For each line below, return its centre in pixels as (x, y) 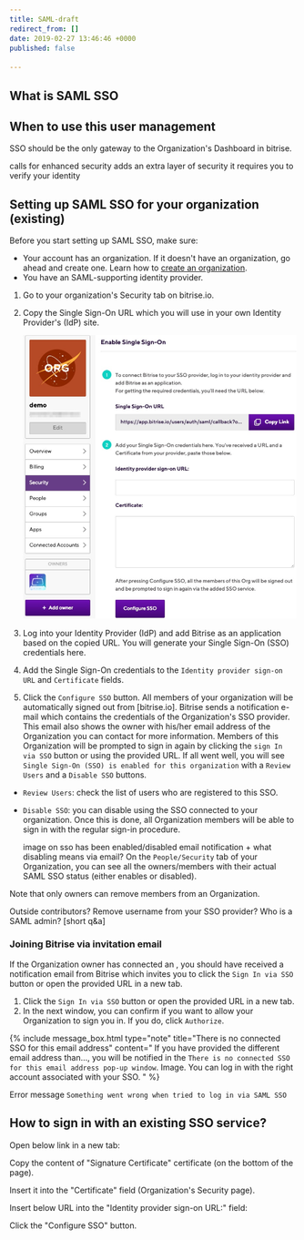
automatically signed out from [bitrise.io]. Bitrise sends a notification (151, 706)
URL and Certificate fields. (73, 679)
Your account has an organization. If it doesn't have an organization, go (157, 259)
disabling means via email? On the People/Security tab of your (140, 857)
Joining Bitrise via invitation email (86, 944)
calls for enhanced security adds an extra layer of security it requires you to (152, 166)
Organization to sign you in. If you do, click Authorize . (123, 1021)
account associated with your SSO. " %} (85, 1077)
